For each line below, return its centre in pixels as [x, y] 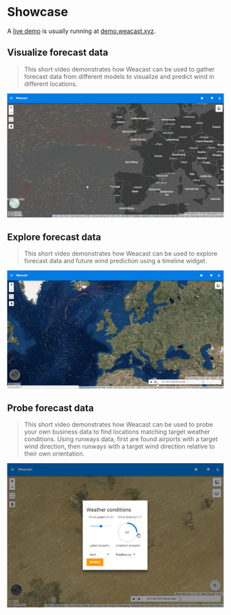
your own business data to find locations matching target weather [117, 432]
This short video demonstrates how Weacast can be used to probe [118, 425]
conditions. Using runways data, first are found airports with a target [121, 439]
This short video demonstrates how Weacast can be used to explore [121, 253]
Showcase [38, 12]
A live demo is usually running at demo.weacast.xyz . [81, 31]
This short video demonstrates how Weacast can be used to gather [119, 69]
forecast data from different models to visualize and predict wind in [119, 76]
